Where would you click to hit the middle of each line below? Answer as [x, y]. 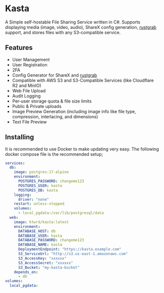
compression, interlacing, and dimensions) [55, 116]
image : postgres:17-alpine [41, 172]
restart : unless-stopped [39, 204]
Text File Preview [29, 122]
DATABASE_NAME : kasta [40, 245]
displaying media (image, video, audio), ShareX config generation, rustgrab [81, 27]
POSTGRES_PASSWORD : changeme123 [51, 181]
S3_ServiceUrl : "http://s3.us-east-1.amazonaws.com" [73, 254]
